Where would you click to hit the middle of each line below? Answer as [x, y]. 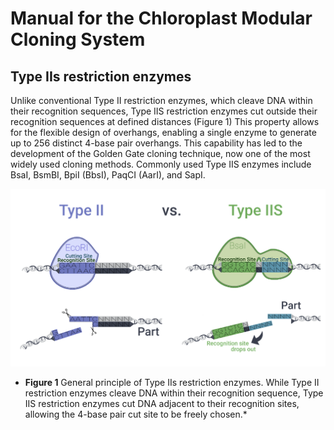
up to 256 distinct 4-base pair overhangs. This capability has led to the [156, 143]
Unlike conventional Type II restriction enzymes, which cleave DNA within [161, 100]
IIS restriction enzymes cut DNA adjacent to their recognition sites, [162, 403]
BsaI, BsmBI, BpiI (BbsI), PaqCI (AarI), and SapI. [108, 175]
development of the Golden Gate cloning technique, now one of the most [160, 153]
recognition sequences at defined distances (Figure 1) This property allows [165, 121]
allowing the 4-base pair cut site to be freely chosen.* [136, 414]
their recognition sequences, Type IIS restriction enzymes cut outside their [164, 111]
